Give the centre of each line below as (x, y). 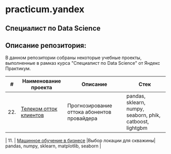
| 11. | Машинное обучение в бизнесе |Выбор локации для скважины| (80, 141)
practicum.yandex (45, 9)
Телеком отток (39, 109)
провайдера (82, 118)
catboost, (138, 122)
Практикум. (18, 69)
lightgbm (137, 128)
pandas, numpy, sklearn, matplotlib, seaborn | (53, 146)
